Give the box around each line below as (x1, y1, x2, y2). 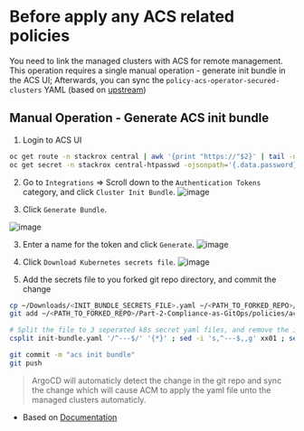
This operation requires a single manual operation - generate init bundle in (9, 65, 287, 76)
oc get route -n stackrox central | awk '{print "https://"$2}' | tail (9, 152, 285, 161)
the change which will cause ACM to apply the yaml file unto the (31, 384, 271, 395)
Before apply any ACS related (9, 6, 235, 27)
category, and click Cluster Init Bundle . (22, 186, 176, 197)
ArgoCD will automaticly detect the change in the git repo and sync (31, 375, 282, 386)
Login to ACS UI (22, 134, 82, 145)
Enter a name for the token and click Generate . (22, 239, 195, 249)
